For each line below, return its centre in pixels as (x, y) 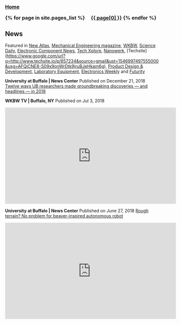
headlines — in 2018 (25, 91)
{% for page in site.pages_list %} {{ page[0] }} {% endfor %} (81, 18)
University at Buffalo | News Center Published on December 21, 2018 (75, 81)
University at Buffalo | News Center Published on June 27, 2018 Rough (77, 211)
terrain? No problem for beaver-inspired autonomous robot (64, 216)
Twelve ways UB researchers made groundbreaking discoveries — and (76, 86)
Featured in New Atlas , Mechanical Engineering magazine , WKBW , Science (80, 45)
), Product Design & (124, 66)
